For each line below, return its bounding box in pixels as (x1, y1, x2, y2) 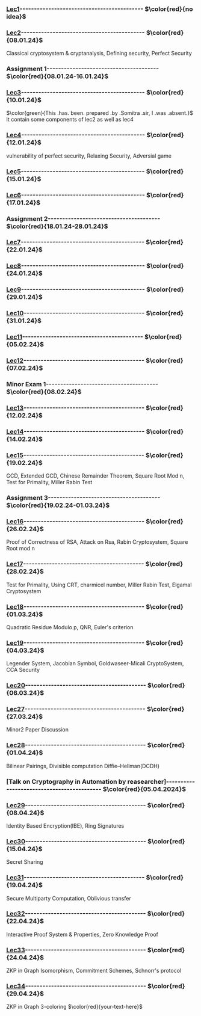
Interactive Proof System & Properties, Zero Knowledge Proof (6, 931, 158, 938)
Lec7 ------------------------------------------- (6, 238, 145, 247)
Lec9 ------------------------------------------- (6, 285, 146, 294)
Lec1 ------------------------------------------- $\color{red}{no (6, 5, 193, 13)
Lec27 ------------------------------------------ (6, 705, 146, 713)
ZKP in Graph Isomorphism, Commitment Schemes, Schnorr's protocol (6, 967, 182, 974)
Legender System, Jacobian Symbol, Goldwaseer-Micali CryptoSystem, (6, 660, 184, 667)
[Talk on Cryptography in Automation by (6, 777, 126, 786)
